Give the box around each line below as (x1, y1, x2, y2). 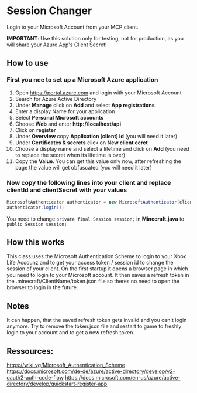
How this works (6, 238, 65, 248)
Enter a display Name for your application (15, 107, 115, 115)
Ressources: (6, 346, 54, 356)
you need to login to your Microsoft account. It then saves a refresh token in (6, 272, 189, 279)
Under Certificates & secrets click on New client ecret (15, 139, 148, 146)
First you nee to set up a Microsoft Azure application (6, 76, 158, 84)
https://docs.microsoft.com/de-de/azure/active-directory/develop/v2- (6, 368, 175, 375)
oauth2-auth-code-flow (6, 374, 64, 381)
